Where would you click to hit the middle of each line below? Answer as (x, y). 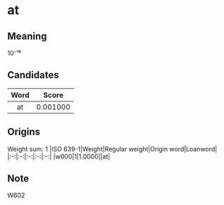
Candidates (33, 75)
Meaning (27, 36)
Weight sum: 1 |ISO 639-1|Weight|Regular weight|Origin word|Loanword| (112, 149)
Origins (24, 132)
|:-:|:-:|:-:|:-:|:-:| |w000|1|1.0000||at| (59, 156)
